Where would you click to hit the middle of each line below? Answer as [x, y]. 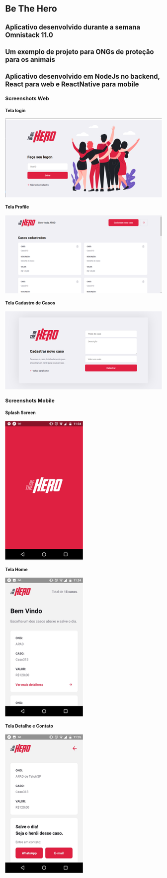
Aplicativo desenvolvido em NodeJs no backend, [83, 77]
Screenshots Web [27, 99]
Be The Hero [31, 9]
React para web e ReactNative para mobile [72, 85]
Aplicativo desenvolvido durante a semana [73, 27]
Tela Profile [17, 207]
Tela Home [16, 569]
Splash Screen [20, 413]
